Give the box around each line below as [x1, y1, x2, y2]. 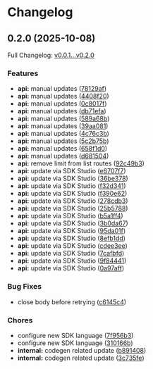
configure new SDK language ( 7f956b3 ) [17, 331, 134, 339]
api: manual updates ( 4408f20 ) [17, 92, 109, 101]
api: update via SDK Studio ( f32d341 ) [17, 182, 126, 190]
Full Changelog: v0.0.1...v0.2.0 [7, 51, 95, 59]
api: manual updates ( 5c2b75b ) [17, 137, 109, 145]
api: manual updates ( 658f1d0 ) [17, 144, 108, 153]
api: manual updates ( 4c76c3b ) [17, 130, 109, 138]
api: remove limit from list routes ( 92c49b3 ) [17, 159, 145, 168]
